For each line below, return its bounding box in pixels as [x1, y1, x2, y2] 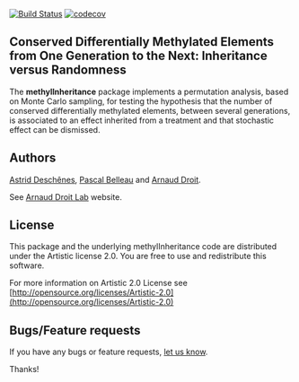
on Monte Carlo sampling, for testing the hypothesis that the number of [9, 95, 273, 107]
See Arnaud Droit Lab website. [9, 191, 123, 202]
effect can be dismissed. [9, 124, 101, 135]
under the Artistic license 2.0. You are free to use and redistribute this [9, 251, 267, 262]
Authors [9, 151, 57, 166]
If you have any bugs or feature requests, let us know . [9, 346, 208, 358]
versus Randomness [9, 63, 128, 78]
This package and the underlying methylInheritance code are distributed [9, 241, 277, 252]
